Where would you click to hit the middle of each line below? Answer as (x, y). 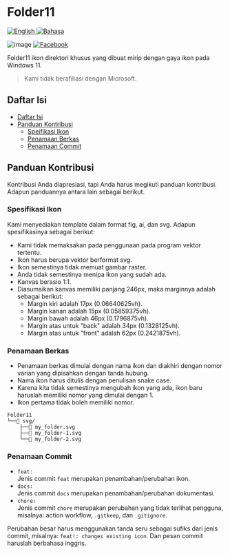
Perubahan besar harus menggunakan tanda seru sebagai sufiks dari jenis (113, 529)
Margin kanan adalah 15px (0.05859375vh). (89, 311)
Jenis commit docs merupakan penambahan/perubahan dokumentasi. (116, 493)
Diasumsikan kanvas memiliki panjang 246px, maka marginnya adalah (116, 289)
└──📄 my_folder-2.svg (50, 439)
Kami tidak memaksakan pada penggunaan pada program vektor (109, 245)
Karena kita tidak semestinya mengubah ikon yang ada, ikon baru (109, 388)
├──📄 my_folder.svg (48, 427)
